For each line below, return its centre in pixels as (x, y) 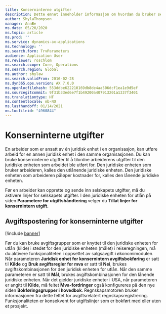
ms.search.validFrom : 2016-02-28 (40, 79)
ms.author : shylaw (24, 74)
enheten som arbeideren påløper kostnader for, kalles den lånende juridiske (82, 175)
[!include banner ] (23, 233)
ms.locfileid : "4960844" (31, 111)
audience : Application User (34, 56)
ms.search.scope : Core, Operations (42, 65)
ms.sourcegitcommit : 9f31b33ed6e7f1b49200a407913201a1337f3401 (72, 92)
